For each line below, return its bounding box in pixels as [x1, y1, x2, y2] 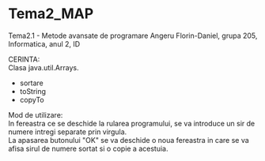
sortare [19, 78, 44, 88]
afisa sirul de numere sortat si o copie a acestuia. [8, 144, 168, 153]
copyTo [19, 95, 45, 104]
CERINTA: [8, 54, 40, 64]
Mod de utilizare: [8, 110, 63, 119]
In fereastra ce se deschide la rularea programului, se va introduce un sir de [8, 118, 256, 128]
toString [19, 86, 46, 95]
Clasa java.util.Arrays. [8, 62, 79, 72]
